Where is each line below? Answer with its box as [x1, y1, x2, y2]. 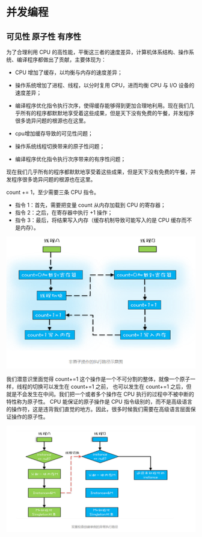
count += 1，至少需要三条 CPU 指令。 [6, 189, 100, 196]
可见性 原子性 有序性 [6, 31, 81, 42]
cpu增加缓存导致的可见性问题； [14, 130, 93, 137]
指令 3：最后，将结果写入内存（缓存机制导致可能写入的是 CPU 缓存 [14, 216, 182, 224]
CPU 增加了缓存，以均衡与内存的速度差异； [14, 69, 123, 76]
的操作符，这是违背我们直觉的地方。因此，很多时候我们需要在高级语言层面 [6, 405, 191, 413]
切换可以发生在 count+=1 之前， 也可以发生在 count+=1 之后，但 [32, 383, 192, 390]
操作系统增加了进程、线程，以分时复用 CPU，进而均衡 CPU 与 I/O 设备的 [14, 82, 195, 89]
